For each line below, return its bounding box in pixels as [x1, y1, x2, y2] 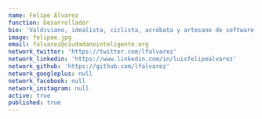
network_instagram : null [8, 84, 89, 92]
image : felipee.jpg [8, 33, 72, 41]
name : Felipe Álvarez [8, 11, 79, 20]
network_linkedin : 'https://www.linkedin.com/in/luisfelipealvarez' [8, 56, 237, 63]
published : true [8, 99, 61, 106]
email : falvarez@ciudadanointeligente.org [8, 41, 149, 49]
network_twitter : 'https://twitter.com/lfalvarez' [8, 48, 177, 56]
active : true [8, 92, 51, 99]
